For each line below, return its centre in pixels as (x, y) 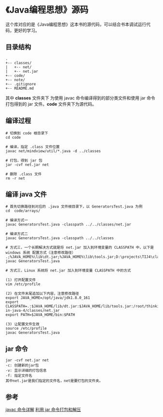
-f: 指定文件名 (19, 376)
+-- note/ (15, 80)
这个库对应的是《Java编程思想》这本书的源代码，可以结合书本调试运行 (76, 24)
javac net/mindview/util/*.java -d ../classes (53, 151)
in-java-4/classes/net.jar (33, 311)
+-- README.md (20, 88)
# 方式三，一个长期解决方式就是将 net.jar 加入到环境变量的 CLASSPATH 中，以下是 (80, 248)
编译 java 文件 (26, 194)
